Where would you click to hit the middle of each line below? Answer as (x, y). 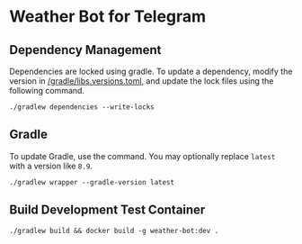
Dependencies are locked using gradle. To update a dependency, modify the (151, 71)
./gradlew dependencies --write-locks (82, 107)
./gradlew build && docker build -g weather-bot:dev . (114, 230)
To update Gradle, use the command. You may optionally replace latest (142, 156)
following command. (47, 90)
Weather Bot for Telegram (108, 17)
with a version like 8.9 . (51, 166)
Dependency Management (85, 50)
